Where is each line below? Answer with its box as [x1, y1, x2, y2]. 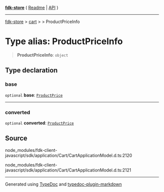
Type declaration [5, 66, 58, 74]
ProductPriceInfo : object [17, 52, 68, 58]
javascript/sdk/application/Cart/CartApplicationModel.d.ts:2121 [5, 167, 131, 173]
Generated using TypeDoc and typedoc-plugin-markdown [5, 181, 122, 187]
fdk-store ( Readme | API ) [5, 5, 59, 10]
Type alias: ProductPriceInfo [5, 36, 123, 47]
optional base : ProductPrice [5, 92, 63, 98]
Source [5, 134, 28, 143]
